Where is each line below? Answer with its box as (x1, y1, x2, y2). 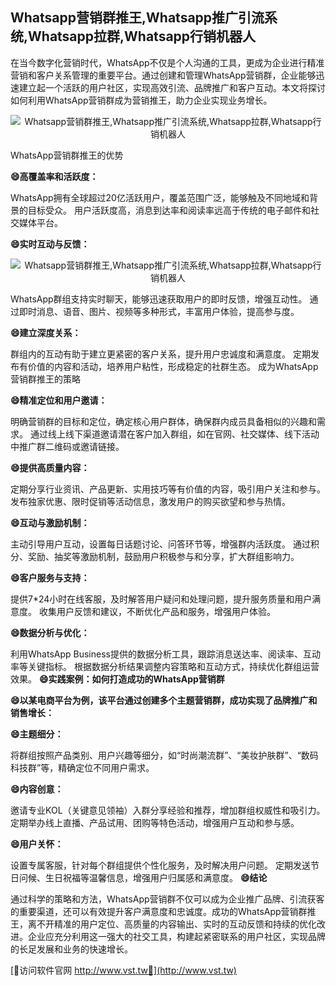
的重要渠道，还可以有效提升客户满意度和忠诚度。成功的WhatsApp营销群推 (10, 905, 317, 917)
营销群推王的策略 (10, 373, 81, 385)
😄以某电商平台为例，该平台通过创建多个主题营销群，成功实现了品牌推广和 (10, 694, 318, 706)
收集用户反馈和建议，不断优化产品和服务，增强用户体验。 (38, 605, 276, 617)
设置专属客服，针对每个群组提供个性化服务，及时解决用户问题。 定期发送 (10, 859, 311, 871)
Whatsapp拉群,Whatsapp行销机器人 (28, 28, 257, 45)
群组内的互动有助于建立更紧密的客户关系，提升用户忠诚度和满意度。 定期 (10, 348, 311, 360)
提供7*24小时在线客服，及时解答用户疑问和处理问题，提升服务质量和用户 (10, 593, 313, 605)
